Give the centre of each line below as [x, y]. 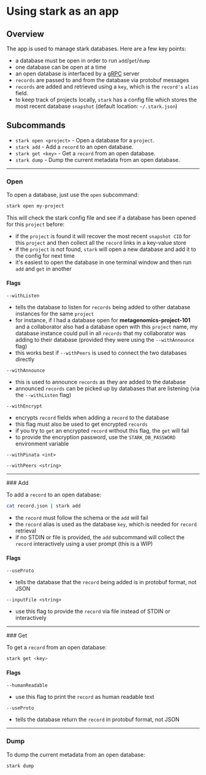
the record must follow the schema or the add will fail [82, 518]
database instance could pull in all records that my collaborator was [101, 333]
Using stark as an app [63, 11]
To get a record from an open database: [57, 647]
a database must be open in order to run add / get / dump [82, 60]
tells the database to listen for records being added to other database [103, 307]
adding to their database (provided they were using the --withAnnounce [105, 340]
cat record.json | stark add [44, 506]
